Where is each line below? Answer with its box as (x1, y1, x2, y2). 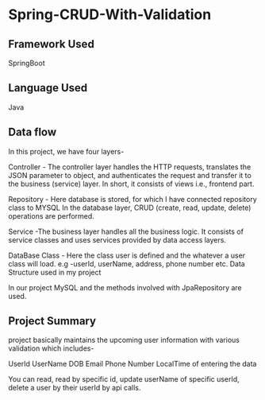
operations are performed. (8, 211, 95, 220)
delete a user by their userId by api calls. (8, 383, 141, 393)
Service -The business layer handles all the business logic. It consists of (8, 227, 244, 236)
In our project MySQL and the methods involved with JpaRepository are (8, 282, 242, 292)
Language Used (8, 81, 88, 95)
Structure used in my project (8, 267, 102, 277)
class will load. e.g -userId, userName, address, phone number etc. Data (8, 258, 246, 268)
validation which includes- (8, 344, 94, 353)
